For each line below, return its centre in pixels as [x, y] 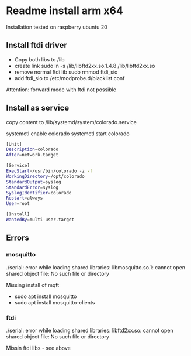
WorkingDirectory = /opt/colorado [45, 176]
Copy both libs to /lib [40, 59]
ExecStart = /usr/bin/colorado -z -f [49, 171]
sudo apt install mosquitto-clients [55, 302]
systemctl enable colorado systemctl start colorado [68, 133]
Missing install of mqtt [33, 285]
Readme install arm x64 [65, 11]
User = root [18, 204]
